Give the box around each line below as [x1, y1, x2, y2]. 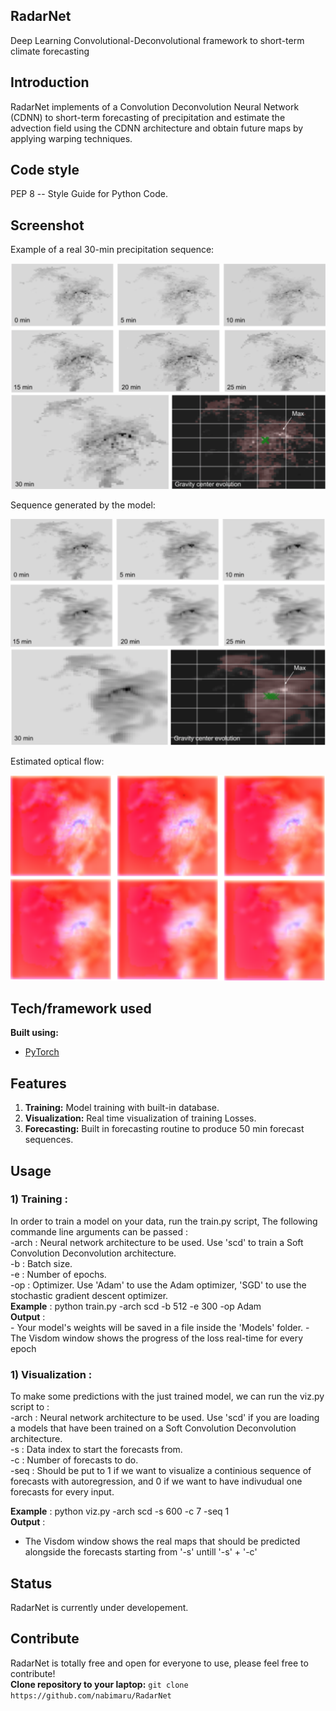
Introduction [10, 74, 90, 91]
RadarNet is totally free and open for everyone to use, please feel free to [10, 1657, 309, 1669]
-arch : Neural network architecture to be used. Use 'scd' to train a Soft [10, 1236, 304, 1248]
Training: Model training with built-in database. [24, 1102, 220, 1114]
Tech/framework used [10, 1000, 152, 1017]
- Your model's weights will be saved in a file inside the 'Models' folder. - [10, 1321, 310, 1333]
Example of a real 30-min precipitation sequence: [10, 244, 215, 256]
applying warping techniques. [10, 132, 133, 144]
